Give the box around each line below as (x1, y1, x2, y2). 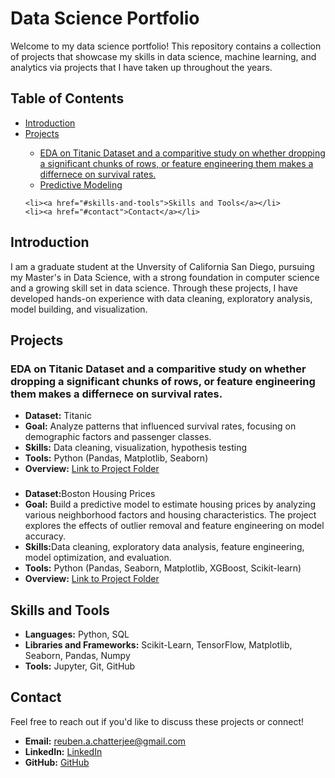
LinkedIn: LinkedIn (24, 745, 103, 757)
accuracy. (24, 530, 67, 542)
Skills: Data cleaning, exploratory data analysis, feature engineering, (24, 541, 305, 553)
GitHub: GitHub (24, 756, 90, 768)
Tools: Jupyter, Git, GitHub (24, 660, 136, 672)
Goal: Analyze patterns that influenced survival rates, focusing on (24, 420, 297, 432)
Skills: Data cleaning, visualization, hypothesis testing (24, 442, 248, 454)
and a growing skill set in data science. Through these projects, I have (10, 282, 299, 294)
